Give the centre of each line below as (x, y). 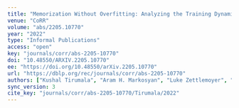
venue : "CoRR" (28, 21)
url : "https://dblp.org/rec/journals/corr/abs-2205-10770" (97, 73)
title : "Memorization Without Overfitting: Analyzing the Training (110, 14)
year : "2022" (27, 34)
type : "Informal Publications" (54, 40)
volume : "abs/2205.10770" (46, 27)
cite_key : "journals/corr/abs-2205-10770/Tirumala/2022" (94, 93)
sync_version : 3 (31, 87)
